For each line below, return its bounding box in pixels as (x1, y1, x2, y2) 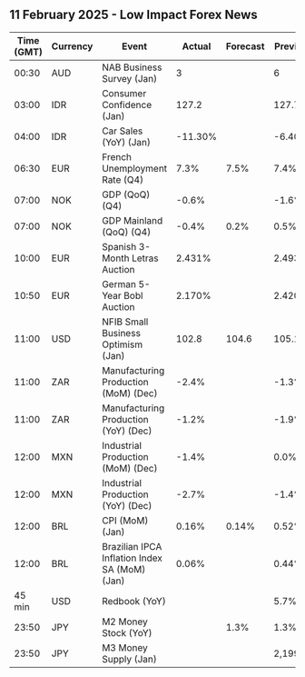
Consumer (101, 86, 147, 99)
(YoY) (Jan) (101, 135, 152, 148)
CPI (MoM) (101, 513, 149, 526)
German (101, 277, 136, 290)
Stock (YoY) (101, 626, 152, 639)
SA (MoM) (101, 563, 146, 575)
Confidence (101, 98, 152, 111)
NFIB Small (101, 315, 149, 328)
